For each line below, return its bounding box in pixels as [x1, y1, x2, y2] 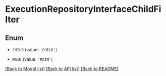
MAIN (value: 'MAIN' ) [12, 56, 53, 62]
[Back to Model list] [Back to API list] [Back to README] [5, 66, 119, 72]
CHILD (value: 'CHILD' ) [12, 47, 57, 52]
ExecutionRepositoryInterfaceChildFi [5, 3, 162, 15]
